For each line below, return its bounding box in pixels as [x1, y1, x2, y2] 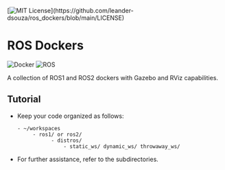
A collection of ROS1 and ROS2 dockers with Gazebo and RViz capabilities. [7, 73, 218, 82]
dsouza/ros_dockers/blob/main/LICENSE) [7, 14, 125, 22]
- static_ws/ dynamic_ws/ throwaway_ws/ [63, 143, 180, 150]
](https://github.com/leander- [50, 7, 134, 14]
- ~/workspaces [16, 125, 61, 132]
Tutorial [7, 93, 41, 106]
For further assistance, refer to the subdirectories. [16, 155, 159, 163]
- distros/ [51, 137, 82, 144]
